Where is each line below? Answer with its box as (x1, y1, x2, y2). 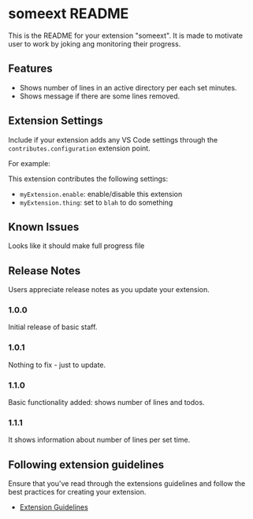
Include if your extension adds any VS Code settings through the (8, 135, 218, 144)
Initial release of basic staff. (8, 322, 98, 332)
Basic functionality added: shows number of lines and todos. (8, 398, 205, 407)
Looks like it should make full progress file (8, 241, 145, 250)
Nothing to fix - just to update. (8, 360, 106, 369)
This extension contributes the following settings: (8, 174, 168, 184)
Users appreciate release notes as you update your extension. (8, 285, 210, 295)
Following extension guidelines (8, 458, 164, 471)
